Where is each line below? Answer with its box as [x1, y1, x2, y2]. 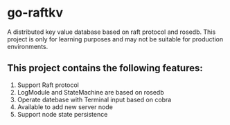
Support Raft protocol [17, 81, 80, 89]
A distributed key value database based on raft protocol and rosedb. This [7, 28, 216, 36]
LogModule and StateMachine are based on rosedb [17, 88, 164, 96]
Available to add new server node [17, 102, 113, 111]
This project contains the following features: [7, 62, 203, 74]
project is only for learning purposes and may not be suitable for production [7, 35, 224, 43]
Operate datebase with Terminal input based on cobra [17, 95, 172, 104]
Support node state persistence [17, 110, 108, 118]
